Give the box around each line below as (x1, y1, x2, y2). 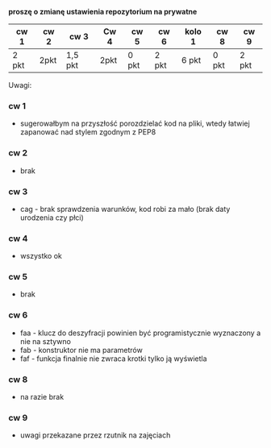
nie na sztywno (19, 336, 71, 346)
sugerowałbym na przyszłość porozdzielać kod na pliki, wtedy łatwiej (19, 118, 250, 128)
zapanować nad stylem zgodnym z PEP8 (19, 127, 156, 137)
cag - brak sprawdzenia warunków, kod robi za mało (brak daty (19, 204, 231, 214)
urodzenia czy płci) (19, 213, 85, 222)
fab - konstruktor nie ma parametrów (19, 345, 143, 355)
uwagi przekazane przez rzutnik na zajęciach (19, 430, 171, 440)
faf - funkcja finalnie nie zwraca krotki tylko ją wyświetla (19, 354, 207, 363)
